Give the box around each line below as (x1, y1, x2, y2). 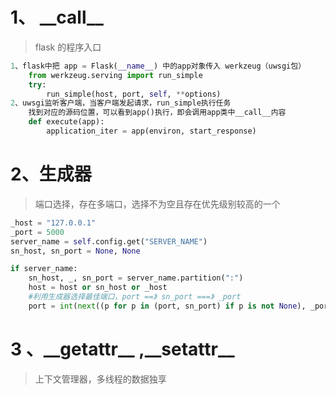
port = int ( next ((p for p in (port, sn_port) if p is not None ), (28, 301, 307, 311)
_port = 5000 (10, 227, 65, 237)
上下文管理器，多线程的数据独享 (34, 373, 167, 385)
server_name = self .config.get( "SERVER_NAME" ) (10, 236, 208, 247)
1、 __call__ (10, 6, 104, 29)
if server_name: (10, 264, 78, 274)
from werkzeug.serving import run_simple (28, 70, 203, 80)
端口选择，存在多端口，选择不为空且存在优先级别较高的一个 (34, 198, 281, 210)
